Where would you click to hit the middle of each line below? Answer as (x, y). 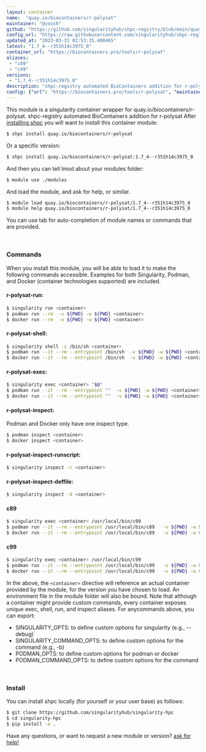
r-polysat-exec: (27, 372)
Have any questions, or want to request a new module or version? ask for (99, 735)
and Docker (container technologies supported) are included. (84, 281)
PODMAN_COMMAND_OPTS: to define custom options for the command (107, 660)
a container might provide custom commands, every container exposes (96, 602)
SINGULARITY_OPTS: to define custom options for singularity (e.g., (100, 627)
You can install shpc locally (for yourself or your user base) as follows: (95, 702)
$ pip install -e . (31, 724)
